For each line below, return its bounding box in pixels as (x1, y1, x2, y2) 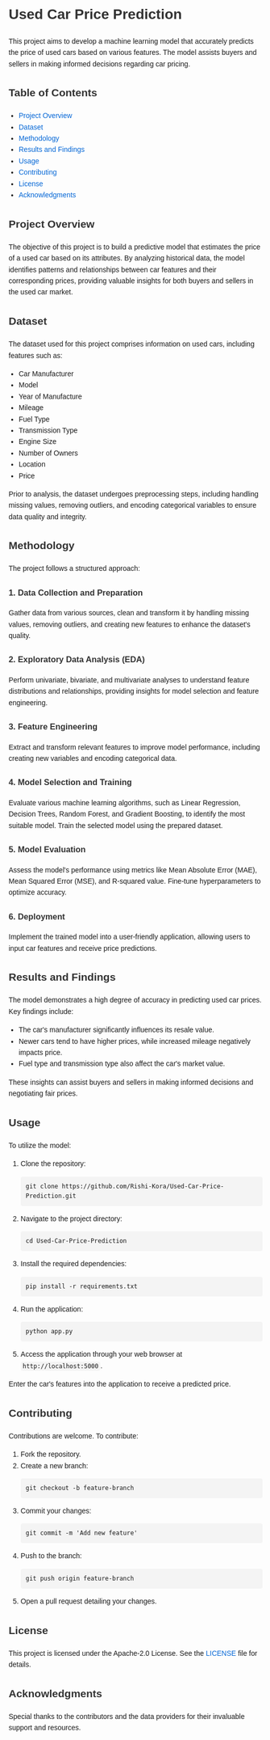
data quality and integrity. (8, 512, 87, 522)
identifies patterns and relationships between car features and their (8, 264, 217, 274)
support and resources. (8, 1723, 81, 1733)
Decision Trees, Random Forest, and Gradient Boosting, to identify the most (8, 809, 246, 819)
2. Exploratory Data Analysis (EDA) (8, 654, 146, 665)
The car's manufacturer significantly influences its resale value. (19, 1025, 214, 1035)
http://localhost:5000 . (22, 1361, 103, 1370)
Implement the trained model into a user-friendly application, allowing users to (8, 932, 251, 942)
